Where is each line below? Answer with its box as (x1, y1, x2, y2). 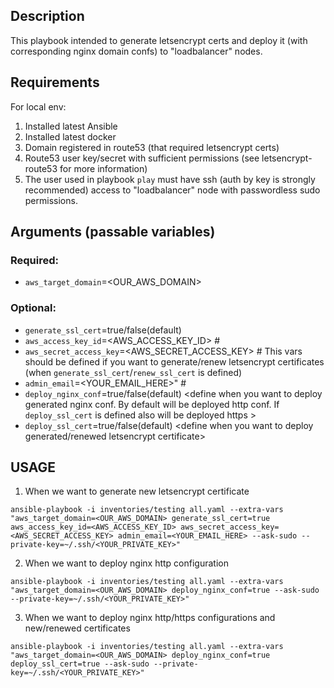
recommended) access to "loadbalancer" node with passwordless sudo (24, 184, 321, 196)
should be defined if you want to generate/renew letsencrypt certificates (24, 355, 325, 368)
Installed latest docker (24, 130, 117, 143)
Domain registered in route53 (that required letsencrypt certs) (24, 141, 280, 153)
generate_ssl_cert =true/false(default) (24, 324, 182, 336)
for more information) (59, 162, 148, 174)
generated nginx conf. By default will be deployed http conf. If (24, 398, 280, 410)
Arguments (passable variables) (10, 224, 216, 241)
